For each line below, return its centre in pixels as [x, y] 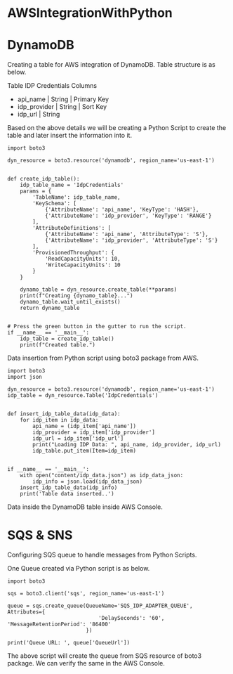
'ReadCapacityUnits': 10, [82, 259]
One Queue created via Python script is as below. [79, 569]
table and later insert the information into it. [69, 136]
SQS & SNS [40, 535]
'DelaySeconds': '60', [131, 618]
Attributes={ [26, 612]
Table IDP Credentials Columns [52, 86]
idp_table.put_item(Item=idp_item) [85, 451]
